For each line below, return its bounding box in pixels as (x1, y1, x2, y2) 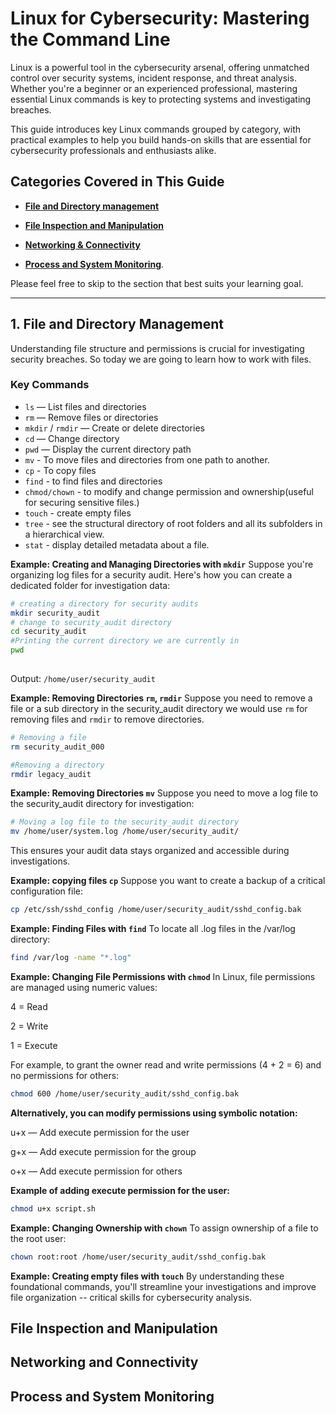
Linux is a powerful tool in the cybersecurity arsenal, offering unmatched (10, 61, 310, 73)
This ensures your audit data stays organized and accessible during (10, 845, 290, 857)
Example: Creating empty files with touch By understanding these (10, 1270, 285, 1282)
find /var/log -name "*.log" (10, 953, 132, 963)
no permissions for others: (10, 1069, 120, 1081)
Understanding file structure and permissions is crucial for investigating (10, 342, 305, 354)
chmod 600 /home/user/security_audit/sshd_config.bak (10, 1088, 240, 1099)
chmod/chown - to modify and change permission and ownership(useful (24, 485, 314, 497)
